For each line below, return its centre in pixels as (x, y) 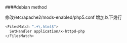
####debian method (26, 7)
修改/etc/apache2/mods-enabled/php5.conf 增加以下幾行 (63, 17)
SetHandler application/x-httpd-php (47, 31)
